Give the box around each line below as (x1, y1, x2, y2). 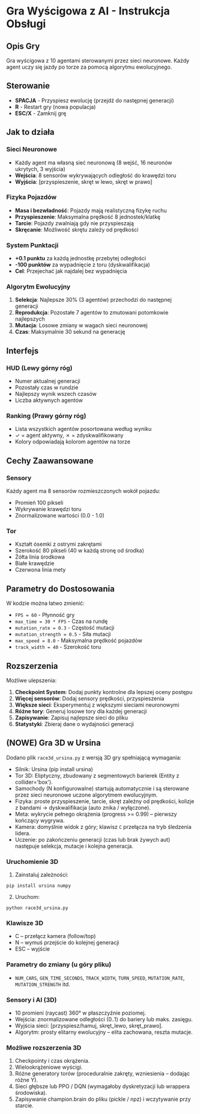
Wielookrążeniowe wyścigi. (14, 1063, 83, 1071)
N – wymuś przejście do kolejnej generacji (14, 939, 120, 947)
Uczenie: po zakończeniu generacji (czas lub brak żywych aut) (14, 836, 171, 843)
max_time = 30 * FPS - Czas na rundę (14, 618, 108, 625)
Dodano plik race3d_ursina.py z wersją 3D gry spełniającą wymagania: (6, 754, 182, 761)
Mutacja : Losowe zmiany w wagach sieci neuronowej (14, 322, 148, 329)
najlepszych (14, 315, 45, 323)
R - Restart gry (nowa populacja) (14, 103, 96, 110)
